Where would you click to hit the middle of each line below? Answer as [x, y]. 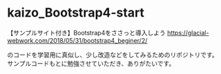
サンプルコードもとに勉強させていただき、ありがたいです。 [91, 63]
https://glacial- [188, 33]
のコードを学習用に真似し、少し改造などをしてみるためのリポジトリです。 [113, 55]
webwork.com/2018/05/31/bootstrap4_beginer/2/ [77, 40]
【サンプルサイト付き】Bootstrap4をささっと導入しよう [86, 33]
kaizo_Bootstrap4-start [76, 13]
